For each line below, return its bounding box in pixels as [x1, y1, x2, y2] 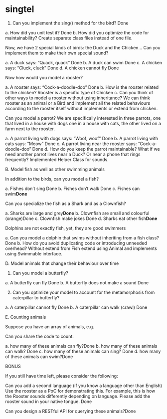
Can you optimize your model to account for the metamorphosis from [12, 289, 155, 295]
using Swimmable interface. [5, 250, 62, 256]
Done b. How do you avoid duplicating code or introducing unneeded [5, 240, 147, 246]
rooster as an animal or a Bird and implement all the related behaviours [5, 100, 151, 106]
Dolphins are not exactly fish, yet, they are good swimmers [5, 225, 126, 231]
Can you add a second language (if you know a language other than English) [5, 383, 163, 389]
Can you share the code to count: [5, 333, 74, 339]
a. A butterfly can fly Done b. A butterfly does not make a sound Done [5, 279, 149, 285]
